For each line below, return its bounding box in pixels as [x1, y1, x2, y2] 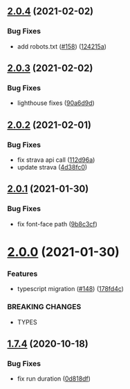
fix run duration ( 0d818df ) [17, 374, 91, 383]
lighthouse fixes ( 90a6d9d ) [17, 99, 95, 107]
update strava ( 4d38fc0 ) [17, 163, 88, 172]
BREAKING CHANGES [7, 302, 82, 312]
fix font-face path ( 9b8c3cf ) [17, 220, 98, 228]
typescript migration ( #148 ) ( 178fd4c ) [17, 285, 124, 293]
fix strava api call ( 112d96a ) [17, 156, 95, 164]
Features [7, 269, 38, 279]
